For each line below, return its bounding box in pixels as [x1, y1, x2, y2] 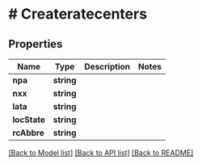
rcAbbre [12, 127, 44, 138]
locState [12, 114, 46, 125]
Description [84, 61, 131, 72]
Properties [8, 37, 63, 51]
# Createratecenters [8, 5, 148, 23]
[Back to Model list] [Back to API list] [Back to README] [8, 148, 194, 158]
